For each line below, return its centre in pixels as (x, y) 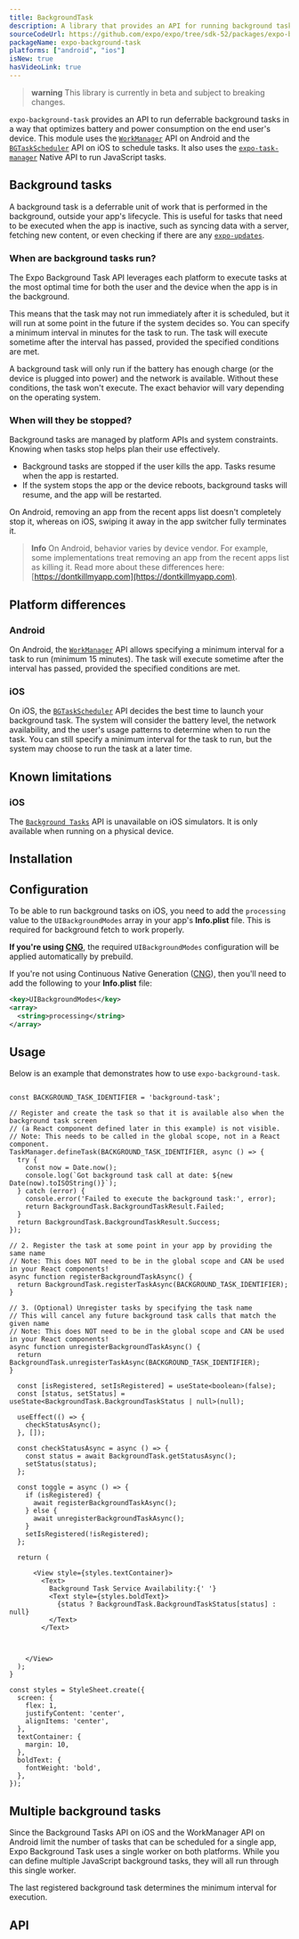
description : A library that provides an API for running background (141, 26)
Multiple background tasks (85, 1811)
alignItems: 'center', (67, 1722)
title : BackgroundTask (51, 17)
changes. (48, 102)
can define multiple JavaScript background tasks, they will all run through (144, 1861)
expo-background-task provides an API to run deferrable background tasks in (149, 119)
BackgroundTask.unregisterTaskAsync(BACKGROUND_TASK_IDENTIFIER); (135, 1363)
